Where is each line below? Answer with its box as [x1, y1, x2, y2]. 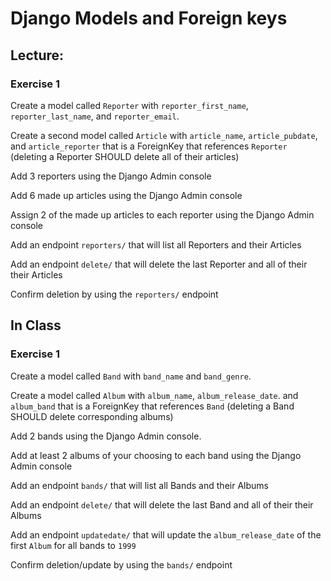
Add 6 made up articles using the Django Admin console [10, 189, 243, 201]
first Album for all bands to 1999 [10, 539, 137, 551]
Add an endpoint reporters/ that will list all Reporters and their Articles [10, 238, 302, 251]
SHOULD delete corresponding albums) [10, 410, 174, 422]
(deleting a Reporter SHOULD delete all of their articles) [10, 150, 240, 162]
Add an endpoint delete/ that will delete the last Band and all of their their [10, 498, 314, 511]
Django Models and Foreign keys [10, 7, 288, 30]
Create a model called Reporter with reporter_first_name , [10, 99, 249, 111]
